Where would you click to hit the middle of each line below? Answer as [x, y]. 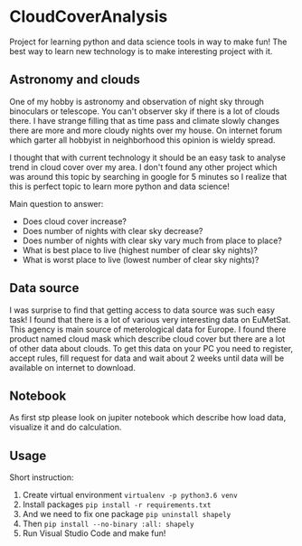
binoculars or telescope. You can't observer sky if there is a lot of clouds [145, 111]
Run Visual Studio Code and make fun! [94, 533]
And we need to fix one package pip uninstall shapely [127, 514]
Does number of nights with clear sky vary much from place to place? [152, 240]
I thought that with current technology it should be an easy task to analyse [148, 157]
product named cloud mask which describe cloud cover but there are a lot [147, 339]
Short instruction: [42, 477]
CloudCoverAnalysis [89, 17]
